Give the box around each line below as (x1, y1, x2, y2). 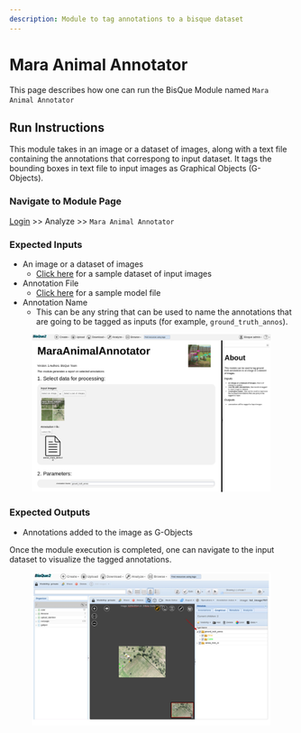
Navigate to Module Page (9, 195, 122, 207)
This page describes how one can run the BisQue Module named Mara (9, 84, 269, 95)
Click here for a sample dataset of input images (35, 268, 212, 279)
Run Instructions (9, 120, 105, 135)
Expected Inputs (9, 238, 83, 251)
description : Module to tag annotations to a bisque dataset (9, 14, 244, 23)
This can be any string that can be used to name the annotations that (35, 307, 293, 317)
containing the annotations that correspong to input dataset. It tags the (9, 153, 272, 164)
